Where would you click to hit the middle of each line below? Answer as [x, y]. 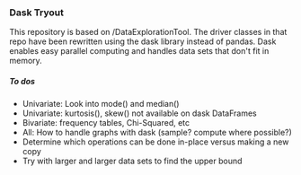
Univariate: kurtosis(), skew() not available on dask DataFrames [140, 113]
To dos [22, 81]
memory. [26, 61]
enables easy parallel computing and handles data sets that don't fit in [139, 51]
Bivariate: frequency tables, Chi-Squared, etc [106, 123]
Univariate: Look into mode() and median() [101, 104]
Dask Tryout [37, 13]
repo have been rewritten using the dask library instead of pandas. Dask [143, 41]
